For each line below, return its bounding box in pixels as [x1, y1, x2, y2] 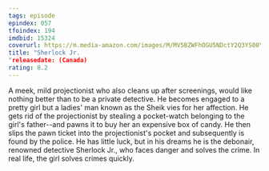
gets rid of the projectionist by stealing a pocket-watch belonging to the [8, 111, 245, 121]
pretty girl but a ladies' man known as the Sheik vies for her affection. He [8, 102, 249, 112]
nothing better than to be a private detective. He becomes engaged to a [8, 93, 245, 104]
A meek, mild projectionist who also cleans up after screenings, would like [8, 85, 252, 95]
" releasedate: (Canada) [8, 57, 88, 65]
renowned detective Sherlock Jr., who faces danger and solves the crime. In [8, 145, 260, 154]
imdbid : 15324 [8, 34, 56, 42]
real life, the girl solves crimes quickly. [8, 153, 134, 163]
